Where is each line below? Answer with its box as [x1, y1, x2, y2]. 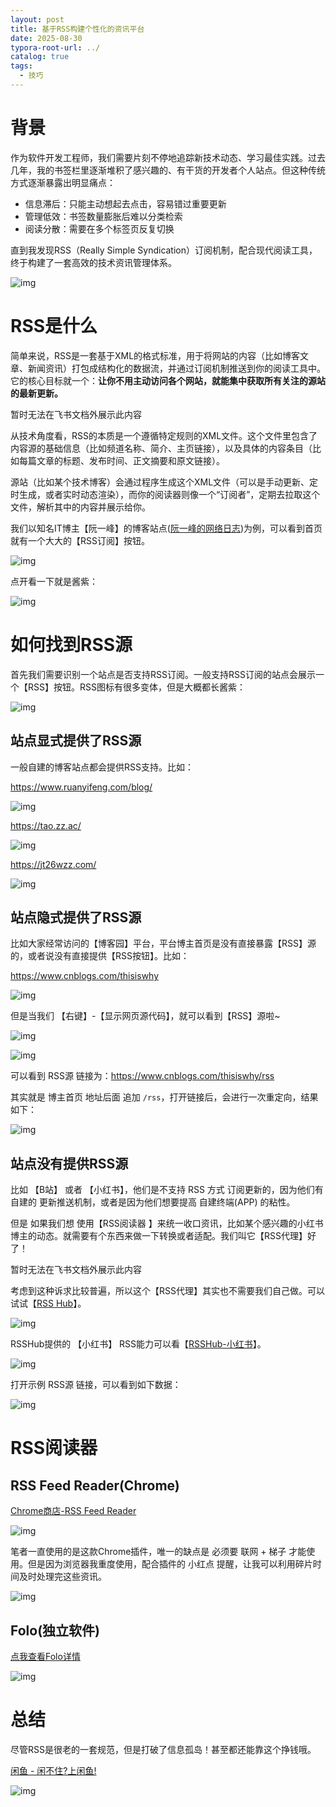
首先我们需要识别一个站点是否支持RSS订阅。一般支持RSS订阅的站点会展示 [10, 668, 316, 680]
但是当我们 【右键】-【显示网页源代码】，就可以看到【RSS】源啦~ [10, 1010, 281, 1022]
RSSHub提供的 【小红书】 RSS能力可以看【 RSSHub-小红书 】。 [10, 1338, 267, 1350]
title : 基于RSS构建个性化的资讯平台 [10, 24, 145, 34]
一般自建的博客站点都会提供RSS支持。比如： [10, 761, 194, 773]
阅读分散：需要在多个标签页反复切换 [24, 222, 175, 235]
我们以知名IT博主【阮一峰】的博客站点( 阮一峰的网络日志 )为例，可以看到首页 [10, 522, 323, 534]
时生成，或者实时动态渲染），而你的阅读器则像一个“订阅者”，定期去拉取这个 [10, 488, 321, 500]
